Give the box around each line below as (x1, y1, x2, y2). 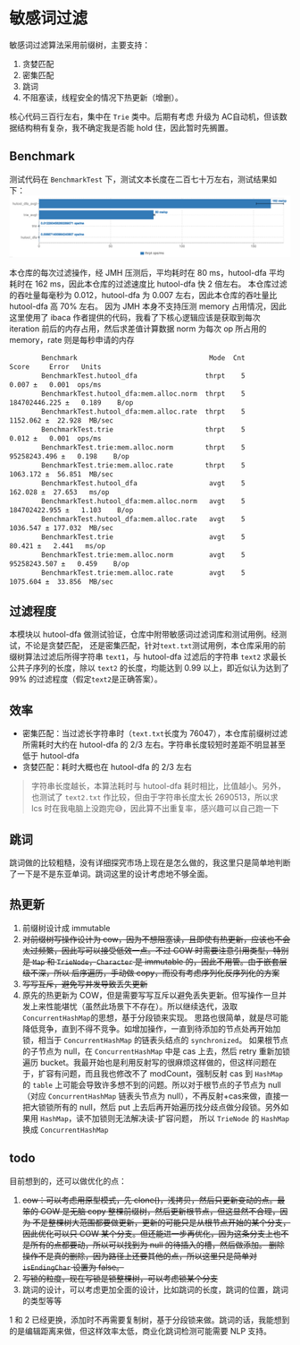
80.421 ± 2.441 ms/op (9, 541, 105, 551)
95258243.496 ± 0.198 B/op (9, 451, 129, 461)
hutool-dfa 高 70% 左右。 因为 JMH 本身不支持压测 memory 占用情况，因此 (9, 301, 287, 312)
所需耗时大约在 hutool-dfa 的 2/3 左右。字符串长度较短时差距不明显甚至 (21, 740, 286, 750)
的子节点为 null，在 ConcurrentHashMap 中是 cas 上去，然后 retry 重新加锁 (21, 1045, 290, 1057)
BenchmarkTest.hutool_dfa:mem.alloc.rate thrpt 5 (41, 407, 246, 416)
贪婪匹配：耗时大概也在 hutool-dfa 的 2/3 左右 (21, 762, 192, 773)
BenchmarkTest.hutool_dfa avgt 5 (41, 478, 246, 488)
